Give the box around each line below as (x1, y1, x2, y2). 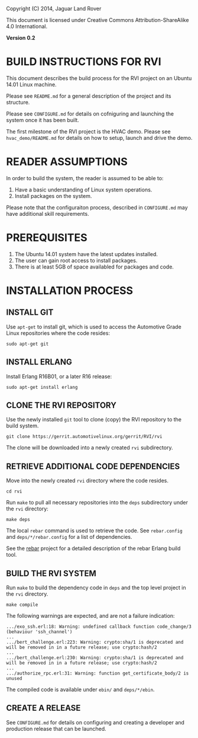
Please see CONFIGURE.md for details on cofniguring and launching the (6, 110, 174, 117)
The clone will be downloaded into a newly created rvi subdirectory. (6, 444, 173, 451)
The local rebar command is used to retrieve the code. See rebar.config (6, 527, 183, 534)
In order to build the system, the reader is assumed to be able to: (6, 174, 164, 181)
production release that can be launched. (6, 725, 106, 732)
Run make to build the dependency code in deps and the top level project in (6, 584, 186, 592)
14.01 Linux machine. (6, 81, 57, 88)
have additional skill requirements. (6, 210, 90, 217)
